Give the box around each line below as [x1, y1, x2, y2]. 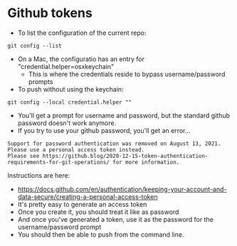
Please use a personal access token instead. [7, 146, 144, 154]
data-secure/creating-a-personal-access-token [17, 192, 158, 200]
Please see [7, 152, 40, 159]
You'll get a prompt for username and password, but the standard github [17, 111, 230, 119]
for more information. [112, 159, 180, 166]
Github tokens [7, 5, 93, 21]
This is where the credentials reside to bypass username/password [28, 70, 226, 78]
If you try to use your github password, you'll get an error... [17, 126, 191, 134]
